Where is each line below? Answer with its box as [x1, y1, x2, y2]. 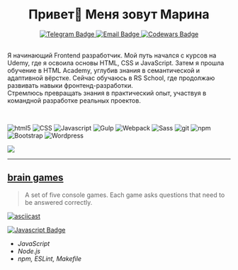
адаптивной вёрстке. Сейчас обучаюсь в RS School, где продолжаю [7, 74, 215, 82]
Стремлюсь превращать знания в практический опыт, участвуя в [7, 89, 207, 97]
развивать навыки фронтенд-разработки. [7, 81, 133, 89]
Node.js [17, 247, 41, 255]
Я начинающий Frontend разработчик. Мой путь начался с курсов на [7, 51, 217, 60]
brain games [7, 171, 64, 184]
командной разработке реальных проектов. [7, 96, 142, 105]
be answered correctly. [24, 198, 93, 206]
